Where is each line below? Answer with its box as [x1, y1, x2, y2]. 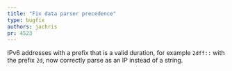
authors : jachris [7, 23, 58, 30]
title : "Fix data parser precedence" [7, 10, 117, 17]
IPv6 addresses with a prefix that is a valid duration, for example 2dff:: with [7, 49, 225, 57]
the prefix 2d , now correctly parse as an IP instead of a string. [7, 56, 183, 65]
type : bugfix [7, 17, 45, 24]
